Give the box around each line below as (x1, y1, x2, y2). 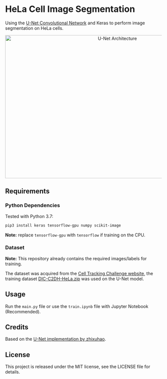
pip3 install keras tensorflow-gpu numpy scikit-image (5, 223, 121, 228)
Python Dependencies (5, 202, 61, 209)
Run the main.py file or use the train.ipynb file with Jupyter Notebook (5, 303, 149, 309)
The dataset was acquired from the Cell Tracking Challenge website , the (5, 270, 153, 276)
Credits (5, 323, 29, 331)
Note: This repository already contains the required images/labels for (5, 255, 147, 261)
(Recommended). (5, 308, 41, 314)
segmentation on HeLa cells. (5, 25, 64, 31)
